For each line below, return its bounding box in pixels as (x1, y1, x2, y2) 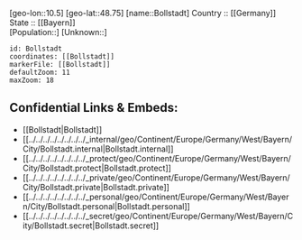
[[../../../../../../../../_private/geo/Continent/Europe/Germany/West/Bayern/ (22, 171, 290, 183)
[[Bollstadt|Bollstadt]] (22, 124, 103, 134)
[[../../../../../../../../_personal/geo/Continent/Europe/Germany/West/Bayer (22, 191, 290, 202)
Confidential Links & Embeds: (9, 100, 178, 115)
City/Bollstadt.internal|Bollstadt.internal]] (22, 143, 174, 154)
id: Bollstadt (9, 44, 63, 53)
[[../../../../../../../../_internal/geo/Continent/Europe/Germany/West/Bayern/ (22, 134, 293, 144)
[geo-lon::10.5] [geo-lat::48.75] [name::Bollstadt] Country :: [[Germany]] (9, 8, 277, 18)
